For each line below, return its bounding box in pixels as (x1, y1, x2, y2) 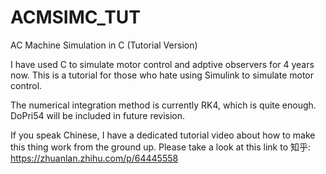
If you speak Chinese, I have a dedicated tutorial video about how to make (10, 129, 316, 141)
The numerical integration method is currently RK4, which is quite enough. (10, 99, 317, 111)
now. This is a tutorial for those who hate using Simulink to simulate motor (10, 69, 315, 81)
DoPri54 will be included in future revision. (10, 109, 186, 121)
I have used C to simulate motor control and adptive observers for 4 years (10, 58, 315, 70)
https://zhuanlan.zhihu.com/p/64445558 (10, 152, 179, 164)
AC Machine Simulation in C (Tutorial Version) (10, 39, 198, 51)
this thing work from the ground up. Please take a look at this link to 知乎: (10, 141, 311, 153)
